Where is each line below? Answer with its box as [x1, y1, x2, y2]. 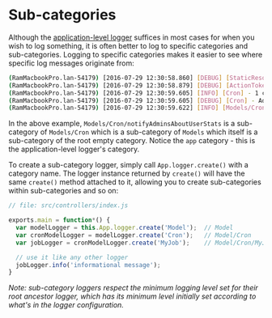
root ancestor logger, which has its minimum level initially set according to [8, 291, 257, 301]
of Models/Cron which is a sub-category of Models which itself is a [40, 127, 258, 137]
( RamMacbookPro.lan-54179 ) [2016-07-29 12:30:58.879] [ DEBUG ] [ [8, 81, 230, 90]
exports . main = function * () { [8, 216, 111, 224]
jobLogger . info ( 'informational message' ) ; [15, 261, 161, 269]
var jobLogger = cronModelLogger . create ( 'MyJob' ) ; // [15, 239, 212, 247]
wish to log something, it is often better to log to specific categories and [8, 40, 249, 50]
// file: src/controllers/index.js [8, 201, 129, 210]
